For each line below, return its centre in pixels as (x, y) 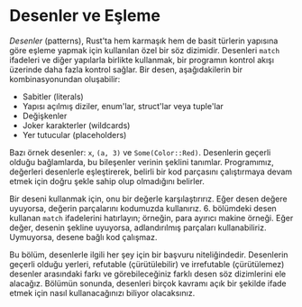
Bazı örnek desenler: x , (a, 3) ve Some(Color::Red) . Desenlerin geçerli (140, 152)
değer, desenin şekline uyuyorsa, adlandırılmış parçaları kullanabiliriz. (138, 228)
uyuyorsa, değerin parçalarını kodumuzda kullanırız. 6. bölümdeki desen (143, 208)
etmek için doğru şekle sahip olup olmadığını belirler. (107, 181)
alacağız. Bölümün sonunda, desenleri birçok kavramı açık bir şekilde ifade (148, 283)
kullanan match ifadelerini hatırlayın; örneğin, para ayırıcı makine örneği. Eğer (151, 218)
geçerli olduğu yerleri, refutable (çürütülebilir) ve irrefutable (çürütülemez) (147, 264)
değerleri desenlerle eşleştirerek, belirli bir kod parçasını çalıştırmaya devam (151, 172)
